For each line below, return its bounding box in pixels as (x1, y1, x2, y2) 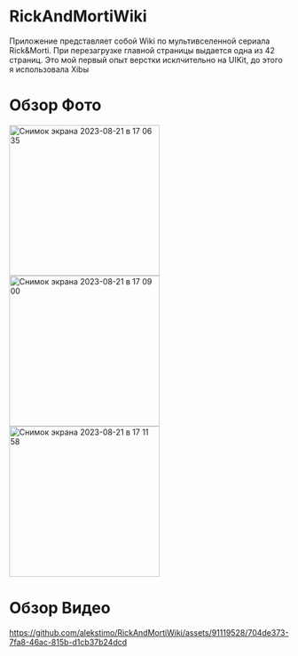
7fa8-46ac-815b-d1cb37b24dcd (9, 636, 128, 647)
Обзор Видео (9, 598, 111, 619)
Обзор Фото (9, 95, 102, 116)
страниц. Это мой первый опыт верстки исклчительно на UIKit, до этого (9, 54, 284, 65)
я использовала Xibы (9, 64, 90, 75)
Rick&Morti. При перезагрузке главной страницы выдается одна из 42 (9, 44, 275, 55)
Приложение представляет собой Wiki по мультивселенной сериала (9, 36, 271, 46)
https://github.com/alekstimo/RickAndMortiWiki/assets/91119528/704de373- (9, 627, 289, 637)
